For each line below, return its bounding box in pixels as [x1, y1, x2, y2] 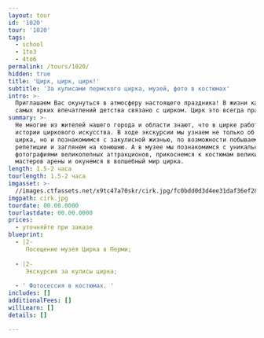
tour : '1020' [8, 26, 51, 34]
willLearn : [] [8, 303, 55, 311]
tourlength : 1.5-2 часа [8, 172, 86, 181]
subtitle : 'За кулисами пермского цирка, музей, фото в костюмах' [8, 84, 230, 93]
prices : [8, 216, 34, 224]
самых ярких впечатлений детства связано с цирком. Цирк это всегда [15, 107, 244, 115]
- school [15, 41, 44, 49]
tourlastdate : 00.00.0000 [8, 209, 93, 217]
